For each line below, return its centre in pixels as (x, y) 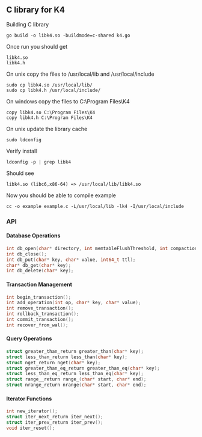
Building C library (28, 24)
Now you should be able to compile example (61, 195)
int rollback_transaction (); (43, 314)
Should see (20, 173)
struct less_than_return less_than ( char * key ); (67, 357)
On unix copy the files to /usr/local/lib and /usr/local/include (80, 74)
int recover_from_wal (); (37, 325)
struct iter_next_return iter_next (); (55, 417)
